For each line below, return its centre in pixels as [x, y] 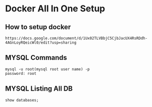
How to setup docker [38, 27]
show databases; [22, 100]
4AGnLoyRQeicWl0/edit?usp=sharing [41, 43]
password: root [21, 73]
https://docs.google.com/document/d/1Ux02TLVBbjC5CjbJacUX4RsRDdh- [76, 38]
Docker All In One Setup [55, 9]
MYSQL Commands [36, 58]
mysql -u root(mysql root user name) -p [48, 69]
